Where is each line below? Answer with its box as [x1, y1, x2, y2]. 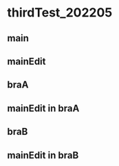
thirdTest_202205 [7, 5, 113, 21]
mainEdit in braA [7, 102, 80, 114]
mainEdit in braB [7, 149, 79, 161]
